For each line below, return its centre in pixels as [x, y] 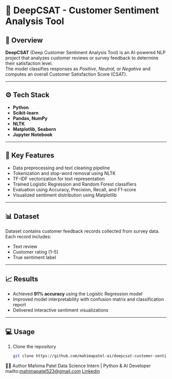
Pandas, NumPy [30, 118]
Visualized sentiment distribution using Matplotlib [64, 195]
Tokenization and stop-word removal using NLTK [64, 173]
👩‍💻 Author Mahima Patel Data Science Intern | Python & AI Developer [78, 366]
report [19, 305]
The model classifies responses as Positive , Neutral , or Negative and [78, 69]
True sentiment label [34, 257]
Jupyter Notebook [33, 135]
